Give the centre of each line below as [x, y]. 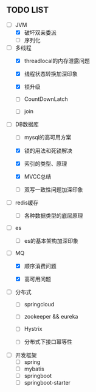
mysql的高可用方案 [48, 138]
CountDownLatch [46, 99]
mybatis [34, 369]
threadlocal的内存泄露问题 [57, 61]
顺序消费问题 [40, 266]
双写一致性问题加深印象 [53, 190]
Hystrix [33, 329]
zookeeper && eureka [51, 317]
